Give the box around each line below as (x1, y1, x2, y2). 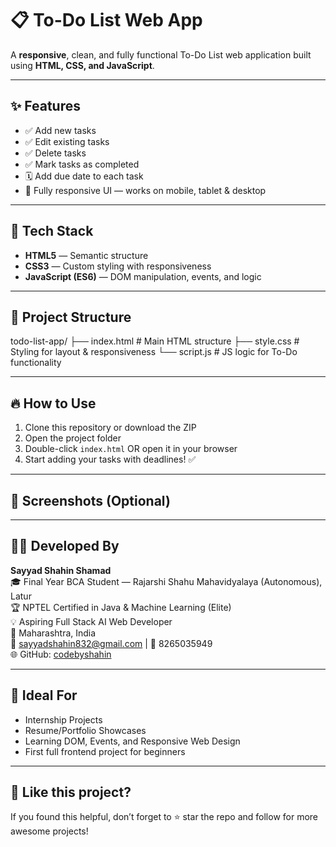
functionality (10, 357, 62, 369)
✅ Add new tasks (24, 124, 97, 136)
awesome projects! (10, 825, 89, 837)
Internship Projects (24, 713, 103, 726)
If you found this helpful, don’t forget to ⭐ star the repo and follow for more (10, 811, 319, 823)
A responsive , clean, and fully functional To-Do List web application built (10, 48, 312, 61)
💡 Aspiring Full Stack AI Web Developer (10, 615, 173, 627)
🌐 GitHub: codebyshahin (10, 648, 112, 660)
